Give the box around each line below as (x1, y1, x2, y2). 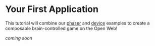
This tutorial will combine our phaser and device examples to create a (5, 20, 150, 26)
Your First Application (5, 3, 98, 15)
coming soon (5, 35, 33, 41)
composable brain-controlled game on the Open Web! (5, 25, 118, 31)
